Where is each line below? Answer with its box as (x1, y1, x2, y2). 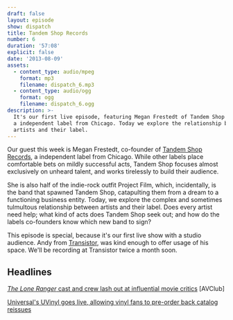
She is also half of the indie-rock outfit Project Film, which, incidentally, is (7, 181, 216, 190)
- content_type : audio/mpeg (13, 68, 95, 75)
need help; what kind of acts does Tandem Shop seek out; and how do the (7, 210, 220, 219)
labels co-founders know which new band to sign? (7, 218, 151, 226)
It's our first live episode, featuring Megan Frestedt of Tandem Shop (13, 113, 225, 120)
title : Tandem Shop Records (7, 29, 89, 37)
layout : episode (7, 17, 54, 24)
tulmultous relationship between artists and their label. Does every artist (7, 203, 213, 212)
